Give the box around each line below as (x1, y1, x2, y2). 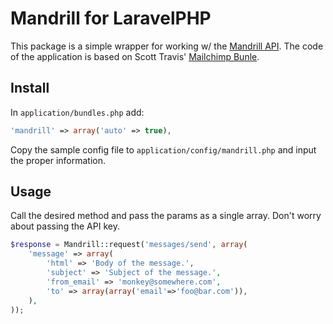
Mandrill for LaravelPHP (10, 7, 212, 30)
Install (10, 80, 50, 97)
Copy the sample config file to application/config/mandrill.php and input (10, 143, 317, 156)
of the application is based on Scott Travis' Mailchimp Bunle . (10, 50, 260, 62)
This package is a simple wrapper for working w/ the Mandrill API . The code (10, 40, 324, 52)
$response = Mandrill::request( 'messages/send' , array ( (10, 240, 248, 250)
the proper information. (10, 154, 107, 166)
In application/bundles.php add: (10, 106, 145, 118)
